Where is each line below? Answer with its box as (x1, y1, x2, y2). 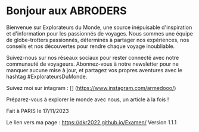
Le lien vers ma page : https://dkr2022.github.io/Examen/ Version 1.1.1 (6, 118, 177, 125)
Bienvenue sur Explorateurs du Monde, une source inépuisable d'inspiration (6, 24, 192, 31)
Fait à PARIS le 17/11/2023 (6, 107, 69, 114)
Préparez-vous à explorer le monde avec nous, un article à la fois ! (6, 96, 169, 103)
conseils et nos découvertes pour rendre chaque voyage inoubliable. (6, 43, 175, 50)
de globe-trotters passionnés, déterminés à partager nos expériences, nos (6, 36, 189, 43)
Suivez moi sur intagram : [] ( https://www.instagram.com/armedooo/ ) (6, 84, 176, 91)
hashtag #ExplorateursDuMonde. (6, 73, 88, 80)
